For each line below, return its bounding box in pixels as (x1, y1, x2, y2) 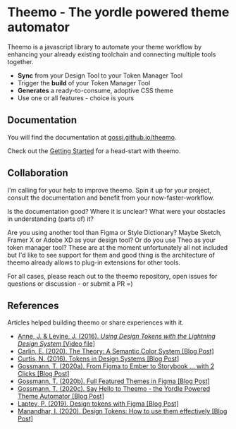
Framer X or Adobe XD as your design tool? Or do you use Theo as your (7, 236, 216, 244)
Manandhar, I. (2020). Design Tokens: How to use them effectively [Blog (17, 407, 228, 416)
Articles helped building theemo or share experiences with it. (7, 318, 185, 327)
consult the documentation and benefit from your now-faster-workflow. (7, 193, 215, 202)
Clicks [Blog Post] (17, 370, 70, 378)
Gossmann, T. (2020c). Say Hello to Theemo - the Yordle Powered (17, 385, 211, 393)
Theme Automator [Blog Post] (17, 392, 104, 401)
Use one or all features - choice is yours (17, 93, 135, 102)
